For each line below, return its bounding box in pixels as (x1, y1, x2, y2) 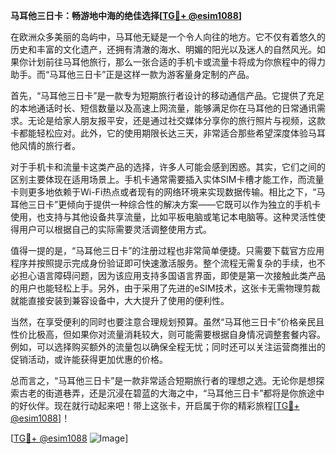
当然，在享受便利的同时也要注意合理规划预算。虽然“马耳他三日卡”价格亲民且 (10, 316, 325, 328)
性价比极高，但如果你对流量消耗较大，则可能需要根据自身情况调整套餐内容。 (10, 329, 326, 340)
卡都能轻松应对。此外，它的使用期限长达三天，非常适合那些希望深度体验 (10, 127, 308, 139)
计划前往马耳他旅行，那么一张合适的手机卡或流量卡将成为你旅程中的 (27, 56, 308, 68)
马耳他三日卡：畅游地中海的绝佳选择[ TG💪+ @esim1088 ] (10, 10, 243, 21)
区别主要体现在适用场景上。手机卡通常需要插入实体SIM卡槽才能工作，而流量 (10, 174, 325, 185)
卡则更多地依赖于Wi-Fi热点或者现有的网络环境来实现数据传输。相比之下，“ (10, 186, 317, 198)
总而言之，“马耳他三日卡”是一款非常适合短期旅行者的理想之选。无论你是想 (10, 375, 317, 386)
